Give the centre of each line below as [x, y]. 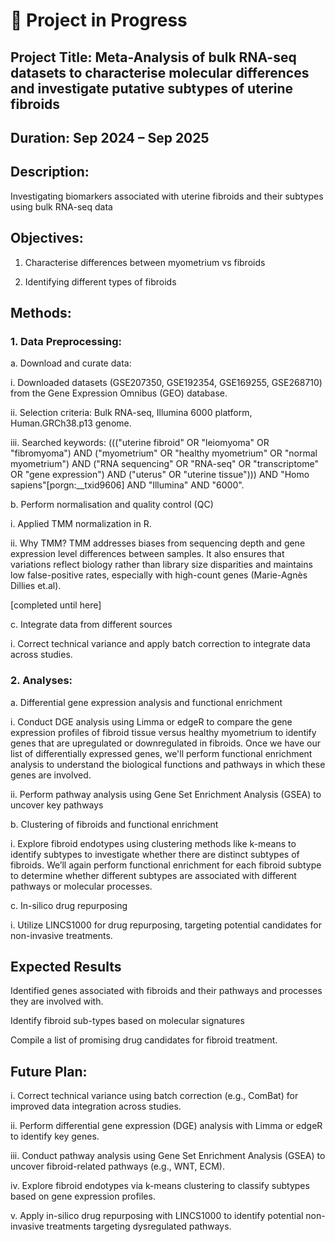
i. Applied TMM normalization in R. [81, 524]
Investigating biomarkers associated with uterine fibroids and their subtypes [167, 196]
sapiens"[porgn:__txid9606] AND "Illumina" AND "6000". [127, 485]
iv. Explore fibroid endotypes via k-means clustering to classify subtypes [160, 1186]
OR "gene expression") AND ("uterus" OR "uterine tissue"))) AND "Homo [160, 475]
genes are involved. [51, 775]
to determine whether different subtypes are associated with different [153, 875]
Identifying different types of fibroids [100, 281]
